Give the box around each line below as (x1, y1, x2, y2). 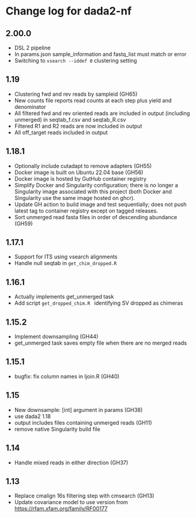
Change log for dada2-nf (5, 4, 132, 18)
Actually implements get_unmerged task (14, 293, 114, 301)
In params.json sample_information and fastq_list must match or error (14, 51, 187, 58)
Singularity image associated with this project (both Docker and (14, 188, 172, 195)
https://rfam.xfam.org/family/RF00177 (14, 505, 108, 513)
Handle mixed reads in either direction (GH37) (14, 459, 129, 466)
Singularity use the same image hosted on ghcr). (14, 194, 135, 201)
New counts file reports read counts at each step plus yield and (14, 96, 172, 104)
